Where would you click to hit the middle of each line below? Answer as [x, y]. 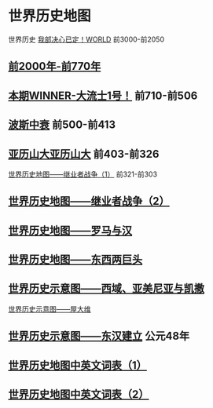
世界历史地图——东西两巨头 [75, 260]
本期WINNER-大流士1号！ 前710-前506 [103, 95]
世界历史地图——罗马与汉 [70, 230]
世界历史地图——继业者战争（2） [89, 201]
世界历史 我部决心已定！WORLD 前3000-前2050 [86, 39]
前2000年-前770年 [55, 66]
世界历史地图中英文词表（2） [79, 394]
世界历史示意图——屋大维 [50, 309]
